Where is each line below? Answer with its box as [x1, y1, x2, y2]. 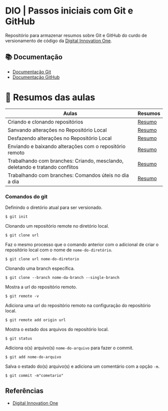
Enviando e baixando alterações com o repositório [7, 143, 126, 150]
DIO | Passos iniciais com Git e [5, 5, 133, 17]
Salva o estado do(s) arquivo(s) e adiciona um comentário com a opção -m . [5, 363, 160, 369]
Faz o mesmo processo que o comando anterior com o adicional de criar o [5, 241, 159, 247]
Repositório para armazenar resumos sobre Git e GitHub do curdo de [5, 32, 147, 38]
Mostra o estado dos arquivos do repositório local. [5, 326, 109, 332]
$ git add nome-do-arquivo [5, 354, 61, 359]
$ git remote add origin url [5, 317, 66, 323]
